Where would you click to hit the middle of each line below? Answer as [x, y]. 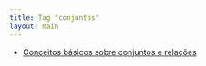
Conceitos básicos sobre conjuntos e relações [110, 52]
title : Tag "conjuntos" [55, 18]
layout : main [34, 26]
